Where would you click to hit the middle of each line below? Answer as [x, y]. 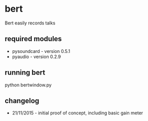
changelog [22, 100]
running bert [25, 72]
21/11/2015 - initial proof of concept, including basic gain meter [78, 113]
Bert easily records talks [30, 23]
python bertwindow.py [28, 85]
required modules [33, 39]
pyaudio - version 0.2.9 [36, 56]
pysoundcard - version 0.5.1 [41, 51]
